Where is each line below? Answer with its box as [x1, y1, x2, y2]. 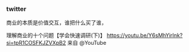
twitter [6, 5, 27, 13]
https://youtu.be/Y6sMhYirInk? [106, 32, 183, 39]
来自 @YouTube [67, 39, 107, 47]
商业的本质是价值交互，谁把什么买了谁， [6, 19, 107, 26]
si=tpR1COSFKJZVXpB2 [6, 39, 66, 47]
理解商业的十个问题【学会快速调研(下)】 [6, 32, 106, 39]
